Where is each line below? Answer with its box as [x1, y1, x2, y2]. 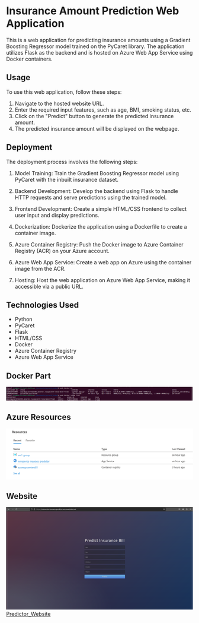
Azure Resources [6, 412, 71, 422]
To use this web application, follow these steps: [6, 88, 122, 96]
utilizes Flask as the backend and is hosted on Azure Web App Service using [6, 49, 193, 56]
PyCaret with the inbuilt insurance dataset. [14, 176, 118, 183]
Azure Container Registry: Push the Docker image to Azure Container [14, 241, 184, 248]
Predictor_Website [6, 611, 51, 618]
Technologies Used [6, 300, 79, 310]
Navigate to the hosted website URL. [14, 100, 104, 107]
